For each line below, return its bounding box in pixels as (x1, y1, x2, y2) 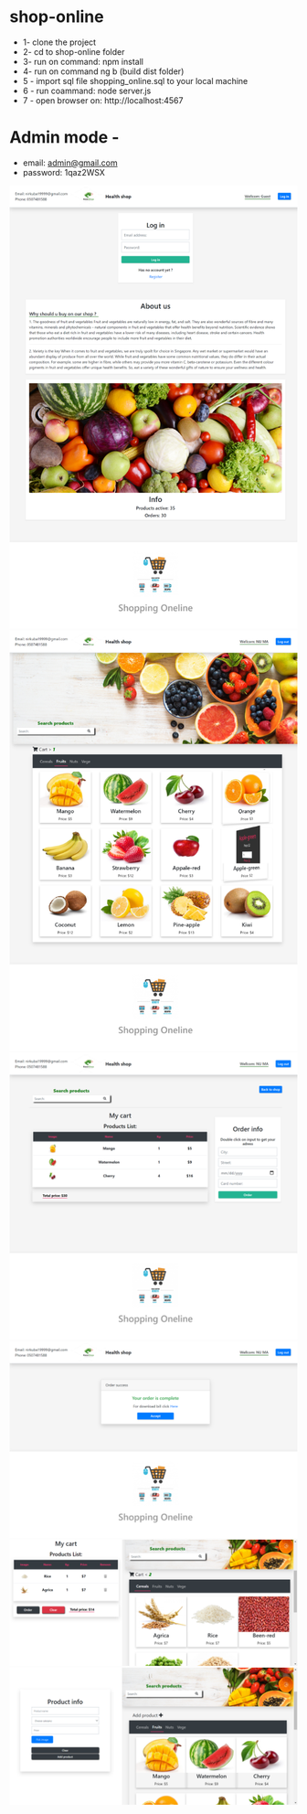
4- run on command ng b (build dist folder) (22, 66, 185, 77)
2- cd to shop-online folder (22, 46, 125, 57)
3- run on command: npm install (22, 56, 144, 67)
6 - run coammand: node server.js (22, 85, 152, 96)
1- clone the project (22, 37, 97, 48)
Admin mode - (9, 127, 120, 148)
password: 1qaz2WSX (22, 166, 105, 177)
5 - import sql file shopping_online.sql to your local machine (22, 75, 249, 86)
